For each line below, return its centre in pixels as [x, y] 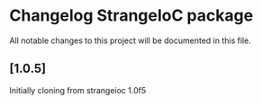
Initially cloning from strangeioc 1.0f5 [78, 90]
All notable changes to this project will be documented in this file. [131, 40]
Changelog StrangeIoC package [131, 16]
